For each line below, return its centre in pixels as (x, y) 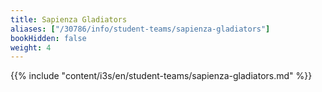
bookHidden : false (48, 38)
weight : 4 (31, 47)
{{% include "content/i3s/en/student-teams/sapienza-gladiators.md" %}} (161, 76)
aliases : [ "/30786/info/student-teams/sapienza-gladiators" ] (140, 29)
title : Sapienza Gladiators (69, 19)
